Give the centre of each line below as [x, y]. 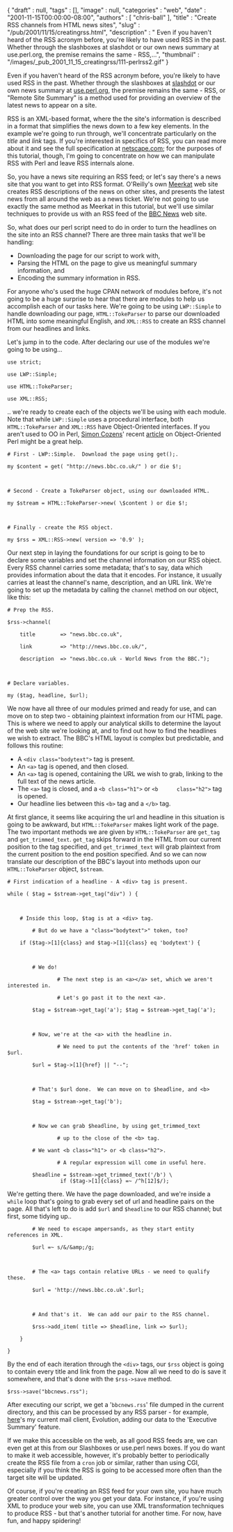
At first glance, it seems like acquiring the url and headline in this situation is [116, 817]
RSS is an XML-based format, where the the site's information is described [114, 119]
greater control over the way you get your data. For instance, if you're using [115, 1498]
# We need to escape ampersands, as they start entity [113, 1229]
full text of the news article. [56, 781]
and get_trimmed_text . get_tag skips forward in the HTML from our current [114, 839]
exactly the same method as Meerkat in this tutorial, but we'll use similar [111, 206]
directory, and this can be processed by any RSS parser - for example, [108, 1412]
